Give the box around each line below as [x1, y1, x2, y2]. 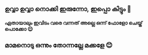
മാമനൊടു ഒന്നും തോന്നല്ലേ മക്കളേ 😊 [4, 41, 113, 49]
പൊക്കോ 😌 [4, 26, 33, 32]
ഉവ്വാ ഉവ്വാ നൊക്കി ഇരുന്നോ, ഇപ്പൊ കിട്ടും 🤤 [4, 5, 131, 13]
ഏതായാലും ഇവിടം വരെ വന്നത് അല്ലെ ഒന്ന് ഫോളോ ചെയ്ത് [4, 20, 143, 27]
